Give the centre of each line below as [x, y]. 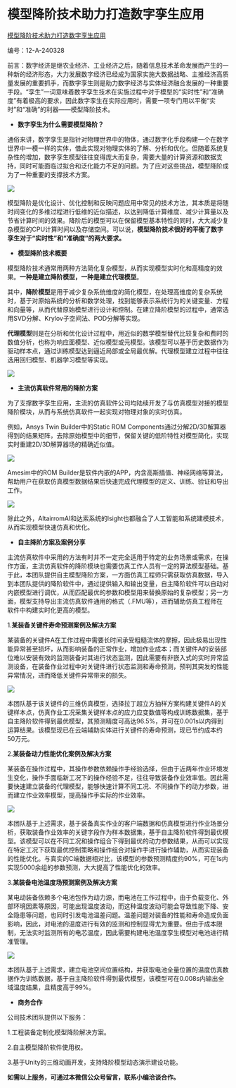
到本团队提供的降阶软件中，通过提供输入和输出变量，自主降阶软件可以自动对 [118, 583]
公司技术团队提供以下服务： [47, 1017]
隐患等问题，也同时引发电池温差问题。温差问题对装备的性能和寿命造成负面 [121, 915]
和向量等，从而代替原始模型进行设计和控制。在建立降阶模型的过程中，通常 [115, 309]
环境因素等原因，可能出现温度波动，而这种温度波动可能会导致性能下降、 [118, 906]
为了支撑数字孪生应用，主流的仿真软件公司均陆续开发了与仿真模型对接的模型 [118, 403]
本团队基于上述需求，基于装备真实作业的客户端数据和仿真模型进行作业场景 [115, 823]
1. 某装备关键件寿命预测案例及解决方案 [62, 625]
